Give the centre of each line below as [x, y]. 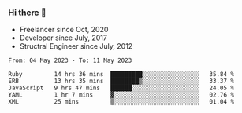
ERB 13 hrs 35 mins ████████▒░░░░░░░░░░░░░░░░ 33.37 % [121, 82]
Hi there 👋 [28, 13]
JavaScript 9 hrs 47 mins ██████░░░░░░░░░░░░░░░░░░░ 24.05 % [121, 88]
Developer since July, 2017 [63, 38]
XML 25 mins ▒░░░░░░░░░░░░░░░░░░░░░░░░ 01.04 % [121, 102]
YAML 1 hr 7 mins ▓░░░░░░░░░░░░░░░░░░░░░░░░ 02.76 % [121, 95]
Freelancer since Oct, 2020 [64, 30]
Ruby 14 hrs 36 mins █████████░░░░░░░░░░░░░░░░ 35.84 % [121, 75]
